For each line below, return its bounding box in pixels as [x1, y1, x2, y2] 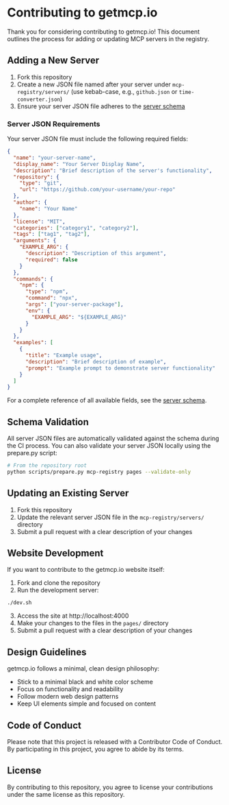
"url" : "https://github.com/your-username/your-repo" [19, 187, 176, 193]
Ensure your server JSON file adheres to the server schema [16, 101, 186, 110]
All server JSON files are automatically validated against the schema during [7, 434, 219, 443]
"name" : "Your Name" [19, 205, 78, 212]
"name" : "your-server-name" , [13, 154, 96, 161]
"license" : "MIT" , [13, 218, 66, 225]
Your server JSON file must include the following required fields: [7, 135, 188, 143]
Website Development [7, 547, 104, 560]
